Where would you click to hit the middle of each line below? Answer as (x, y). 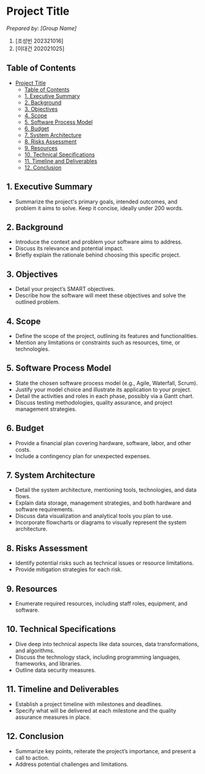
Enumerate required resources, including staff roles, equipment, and (101, 604)
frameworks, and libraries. (48, 663)
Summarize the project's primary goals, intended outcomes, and (96, 201)
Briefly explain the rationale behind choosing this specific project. (98, 255)
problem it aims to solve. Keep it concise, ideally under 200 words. (99, 208)
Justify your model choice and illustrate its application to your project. (103, 389)
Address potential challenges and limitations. (72, 764)
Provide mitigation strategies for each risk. (69, 569)
